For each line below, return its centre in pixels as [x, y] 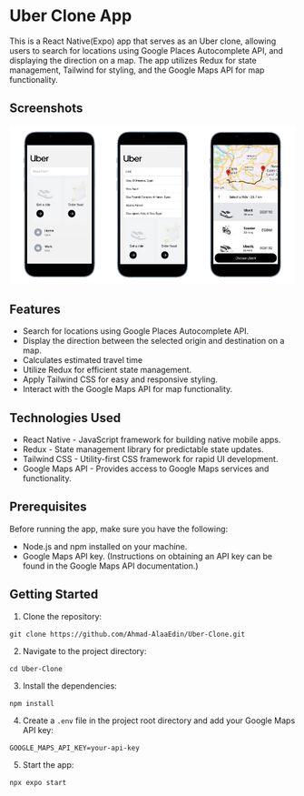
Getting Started [54, 594]
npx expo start [38, 782]
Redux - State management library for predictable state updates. [143, 449]
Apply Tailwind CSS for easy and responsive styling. [120, 379]
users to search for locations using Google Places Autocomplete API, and [147, 50]
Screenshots [46, 109]
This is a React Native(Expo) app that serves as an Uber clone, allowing [143, 41]
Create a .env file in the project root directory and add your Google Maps [159, 720]
